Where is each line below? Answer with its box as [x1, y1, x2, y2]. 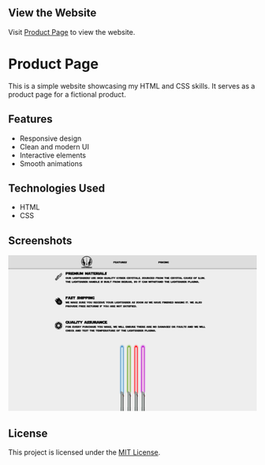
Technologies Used [8, 181, 105, 195]
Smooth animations [19, 158, 83, 168]
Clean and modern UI [19, 142, 89, 151]
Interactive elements [19, 150, 87, 160]
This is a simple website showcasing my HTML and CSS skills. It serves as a [8, 81, 256, 90]
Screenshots [8, 233, 73, 248]
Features [8, 112, 53, 126]
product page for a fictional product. [8, 89, 126, 99]
